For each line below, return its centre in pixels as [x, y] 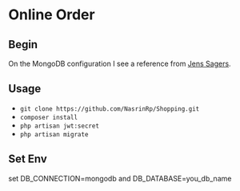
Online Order [52, 15]
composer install [49, 117]
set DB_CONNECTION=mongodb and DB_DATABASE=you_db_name [120, 178]
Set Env [28, 159]
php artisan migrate [54, 134]
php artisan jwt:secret [60, 126]
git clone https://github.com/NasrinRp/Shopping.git [110, 109]
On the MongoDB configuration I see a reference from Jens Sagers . [120, 63]
